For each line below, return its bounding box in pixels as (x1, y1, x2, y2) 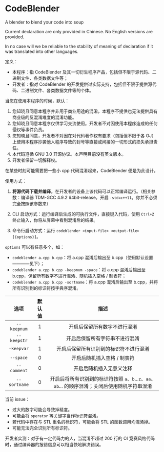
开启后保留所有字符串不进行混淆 (66, 335, 140, 342)
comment (10, 368, 28, 373)
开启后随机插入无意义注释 (73, 365, 133, 372)
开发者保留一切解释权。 (12, 157, 60, 163)
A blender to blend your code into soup (5, 19, 84, 25)
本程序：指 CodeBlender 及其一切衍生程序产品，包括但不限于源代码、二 (12, 69, 157, 75)
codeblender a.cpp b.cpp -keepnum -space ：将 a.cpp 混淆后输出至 (12, 266, 145, 272)
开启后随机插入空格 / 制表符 (71, 355, 135, 361)
